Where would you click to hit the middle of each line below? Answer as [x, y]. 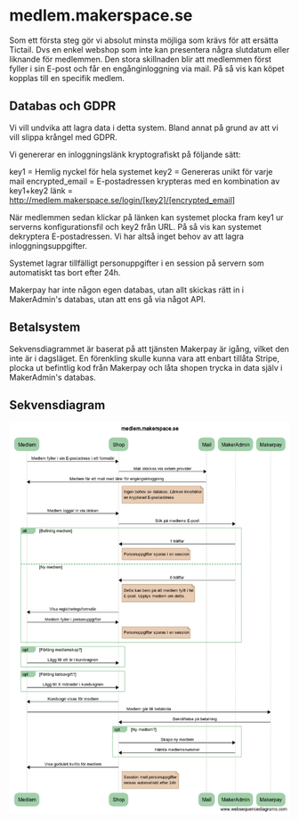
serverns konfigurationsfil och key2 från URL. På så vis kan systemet [135, 226]
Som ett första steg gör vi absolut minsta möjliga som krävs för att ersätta [144, 40]
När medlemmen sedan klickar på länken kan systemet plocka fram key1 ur [146, 217]
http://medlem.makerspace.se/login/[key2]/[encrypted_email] [122, 200]
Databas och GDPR [63, 107]
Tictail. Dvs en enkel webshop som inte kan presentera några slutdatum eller [149, 49]
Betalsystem [45, 328]
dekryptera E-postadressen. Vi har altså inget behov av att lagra [127, 236]
